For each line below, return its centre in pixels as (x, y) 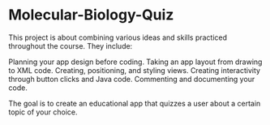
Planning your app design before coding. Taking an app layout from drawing (135, 62)
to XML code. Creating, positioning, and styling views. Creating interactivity (135, 70)
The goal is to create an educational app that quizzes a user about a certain (135, 103)
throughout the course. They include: (71, 45)
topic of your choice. (43, 112)
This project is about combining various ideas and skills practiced (118, 37)
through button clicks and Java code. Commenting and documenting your (132, 79)
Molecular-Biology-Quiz (91, 15)
